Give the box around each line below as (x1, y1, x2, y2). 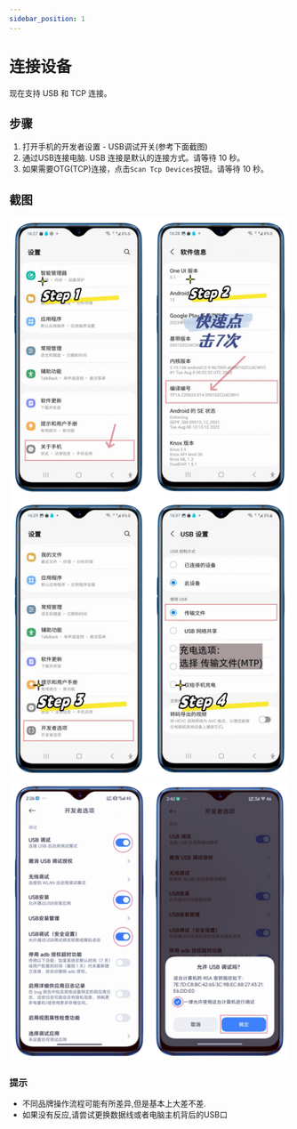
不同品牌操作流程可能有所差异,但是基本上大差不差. (21, 1099, 206, 1109)
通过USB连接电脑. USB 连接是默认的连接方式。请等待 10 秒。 (21, 152, 245, 164)
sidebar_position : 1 (9, 14, 86, 23)
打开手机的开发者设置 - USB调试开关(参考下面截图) (21, 141, 208, 152)
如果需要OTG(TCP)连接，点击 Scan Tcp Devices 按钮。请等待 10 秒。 (21, 164, 269, 174)
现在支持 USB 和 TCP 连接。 (9, 87, 113, 98)
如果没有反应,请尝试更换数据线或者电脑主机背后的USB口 (21, 1109, 229, 1120)
